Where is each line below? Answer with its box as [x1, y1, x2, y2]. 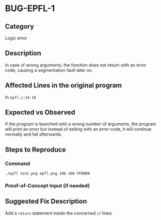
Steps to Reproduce [5, 145, 66, 153]
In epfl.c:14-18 [5, 94, 36, 100]
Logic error [5, 35, 28, 41]
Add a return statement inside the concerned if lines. [5, 210, 113, 216]
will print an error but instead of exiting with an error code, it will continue [5, 126, 152, 132]
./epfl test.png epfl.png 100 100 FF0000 [5, 171, 90, 176]
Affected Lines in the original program [5, 81, 122, 90]
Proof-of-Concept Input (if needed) [5, 183, 90, 189]
